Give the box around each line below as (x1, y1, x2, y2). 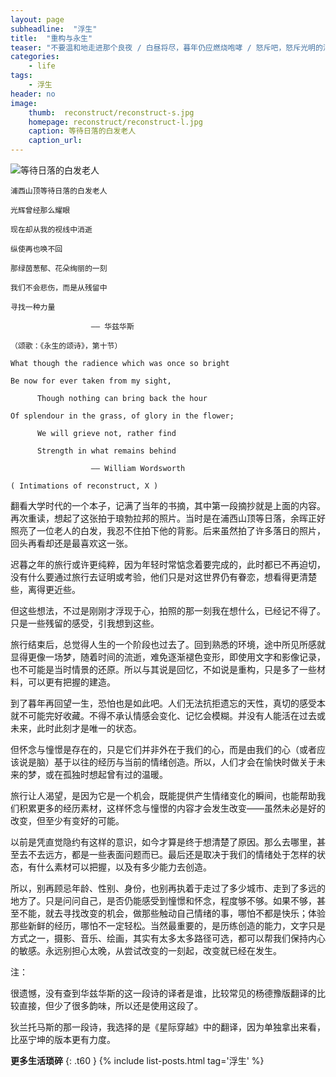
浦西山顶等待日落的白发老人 (10, 186, 108, 196)
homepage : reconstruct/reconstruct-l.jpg (28, 117, 203, 127)
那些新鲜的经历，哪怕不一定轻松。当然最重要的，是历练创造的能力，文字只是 (10, 920, 326, 931)
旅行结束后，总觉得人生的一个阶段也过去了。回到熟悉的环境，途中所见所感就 (10, 639, 326, 650)
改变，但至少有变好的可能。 (10, 815, 125, 826)
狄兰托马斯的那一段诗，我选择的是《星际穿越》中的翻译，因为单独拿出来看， (10, 1021, 326, 1033)
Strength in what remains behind (36, 446, 177, 456)
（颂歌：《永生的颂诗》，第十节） (10, 341, 123, 351)
